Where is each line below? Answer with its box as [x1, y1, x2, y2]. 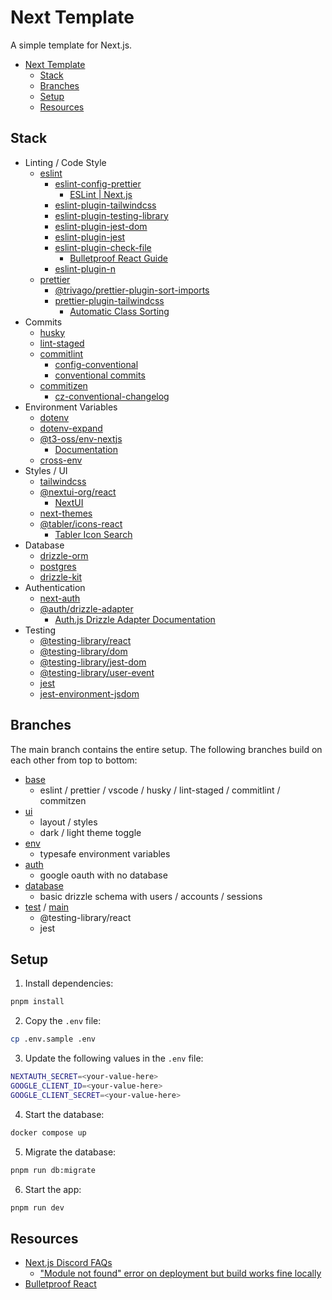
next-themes [39, 507, 93, 519]
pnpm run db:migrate [10, 1165, 97, 1175]
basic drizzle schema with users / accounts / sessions [39, 890, 263, 902]
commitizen [39, 379, 88, 391]
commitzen [39, 794, 87, 806]
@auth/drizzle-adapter [39, 602, 134, 615]
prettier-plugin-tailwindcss [54, 294, 165, 306]
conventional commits [54, 369, 146, 381]
